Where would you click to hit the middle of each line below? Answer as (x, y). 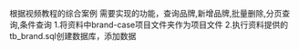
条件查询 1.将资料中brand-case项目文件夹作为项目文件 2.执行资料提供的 (154, 25)
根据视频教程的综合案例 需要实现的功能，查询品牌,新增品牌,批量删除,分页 (146, 13)
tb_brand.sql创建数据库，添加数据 (73, 36)
